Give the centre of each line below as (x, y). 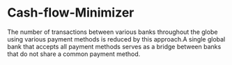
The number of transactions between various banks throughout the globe (113, 32)
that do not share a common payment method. (74, 54)
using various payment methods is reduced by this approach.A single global (116, 39)
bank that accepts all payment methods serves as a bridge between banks (114, 46)
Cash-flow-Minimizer (71, 13)
